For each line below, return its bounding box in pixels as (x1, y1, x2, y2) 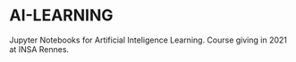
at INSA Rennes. (9, 43, 70, 54)
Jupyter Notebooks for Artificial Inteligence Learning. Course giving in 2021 (9, 35, 288, 45)
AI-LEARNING (9, 5, 114, 26)
